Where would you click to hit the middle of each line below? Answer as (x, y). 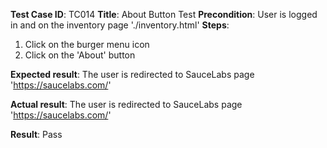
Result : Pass (36, 134)
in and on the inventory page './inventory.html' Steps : (120, 25)
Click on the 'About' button (80, 55)
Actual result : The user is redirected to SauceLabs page (126, 104)
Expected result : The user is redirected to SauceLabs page (132, 74)
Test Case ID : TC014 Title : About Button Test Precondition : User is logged (164, 14)
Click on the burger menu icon (87, 44)
